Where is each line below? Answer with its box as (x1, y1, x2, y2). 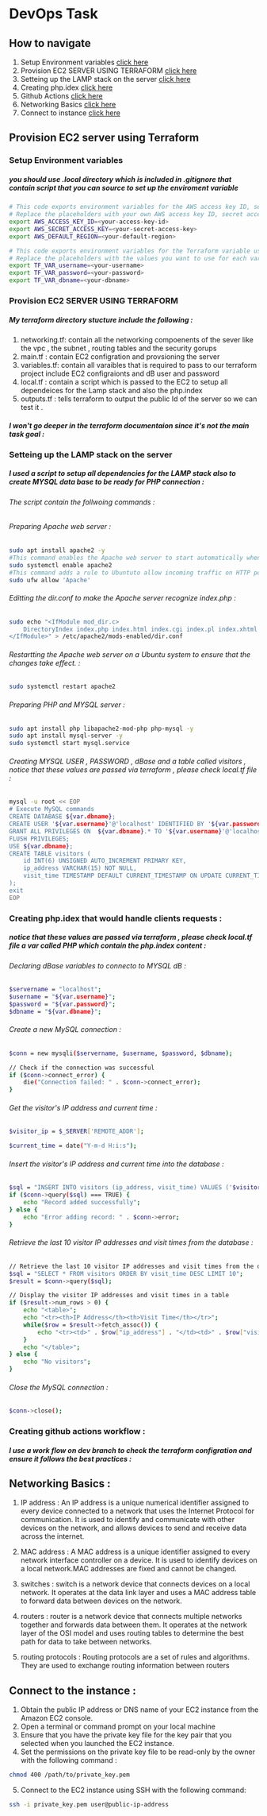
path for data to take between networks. (20, 1637, 152, 1647)
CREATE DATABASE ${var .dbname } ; (9, 813, 116, 821)
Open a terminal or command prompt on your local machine (20, 1721, 216, 1732)
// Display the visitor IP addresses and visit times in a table (9, 1292, 229, 1300)
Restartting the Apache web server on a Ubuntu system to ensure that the (9, 649, 251, 659)
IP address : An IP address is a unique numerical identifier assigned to (20, 1498, 249, 1508)
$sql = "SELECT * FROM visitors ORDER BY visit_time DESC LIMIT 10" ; (9, 1269, 244, 1277)
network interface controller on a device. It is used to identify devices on (20, 1555, 258, 1565)
